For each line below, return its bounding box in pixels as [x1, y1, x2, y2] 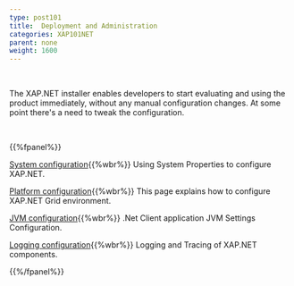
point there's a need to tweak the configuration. [9, 107, 185, 118]
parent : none [9, 38, 58, 47]
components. [9, 249, 58, 260]
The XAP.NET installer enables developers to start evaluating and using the [9, 88, 286, 99]
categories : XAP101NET [9, 29, 94, 38]
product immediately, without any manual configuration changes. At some [9, 97, 281, 108]
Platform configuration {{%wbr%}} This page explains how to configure [9, 186, 271, 197]
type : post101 [9, 13, 63, 22]
